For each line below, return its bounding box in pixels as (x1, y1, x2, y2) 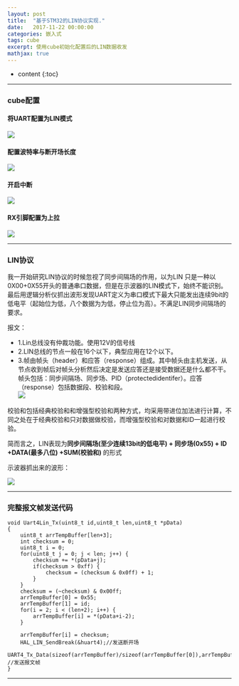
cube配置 (7, 95, 41, 105)
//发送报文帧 (7, 659, 41, 666)
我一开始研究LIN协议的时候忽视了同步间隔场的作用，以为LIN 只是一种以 (7, 272, 216, 281)
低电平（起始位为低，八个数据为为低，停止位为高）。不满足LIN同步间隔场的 (7, 299, 226, 307)
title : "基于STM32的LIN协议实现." (7, 17, 105, 24)
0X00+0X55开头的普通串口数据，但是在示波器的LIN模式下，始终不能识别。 (7, 281, 228, 290)
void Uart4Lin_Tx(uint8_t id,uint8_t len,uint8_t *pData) (7, 519, 183, 527)
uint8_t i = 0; (20, 544, 65, 552)
